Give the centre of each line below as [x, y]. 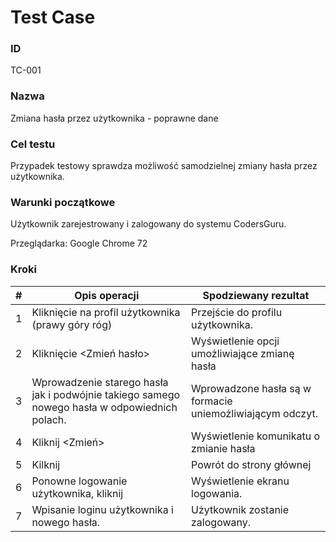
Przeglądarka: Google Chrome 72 [79, 243]
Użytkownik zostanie [240, 509]
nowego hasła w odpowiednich [104, 407]
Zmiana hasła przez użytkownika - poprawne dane [114, 118]
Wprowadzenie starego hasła [100, 382]
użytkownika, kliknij [77, 493]
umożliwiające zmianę [243, 353]
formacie [212, 401]
